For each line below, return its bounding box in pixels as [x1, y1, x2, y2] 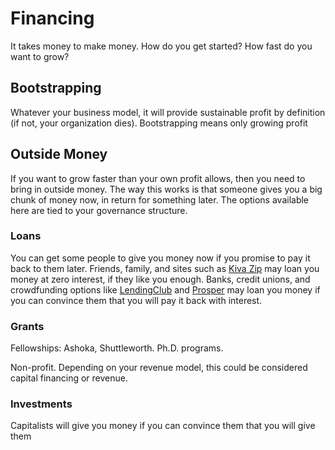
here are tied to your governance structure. [10, 204, 188, 216]
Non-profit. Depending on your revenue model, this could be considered [10, 362, 308, 374]
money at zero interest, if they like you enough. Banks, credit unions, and [10, 273, 311, 285]
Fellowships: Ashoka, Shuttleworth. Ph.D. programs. [10, 342, 224, 354]
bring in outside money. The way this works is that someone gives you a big [10, 183, 323, 195]
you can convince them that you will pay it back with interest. [10, 294, 263, 306]
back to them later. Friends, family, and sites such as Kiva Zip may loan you [10, 262, 320, 274]
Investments [10, 397, 73, 411]
